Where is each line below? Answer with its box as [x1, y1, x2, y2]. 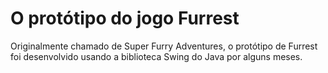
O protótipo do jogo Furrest [10, 7, 240, 30]
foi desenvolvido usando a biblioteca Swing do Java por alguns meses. [10, 50, 303, 62]
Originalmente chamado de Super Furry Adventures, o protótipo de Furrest [10, 40, 318, 52]
